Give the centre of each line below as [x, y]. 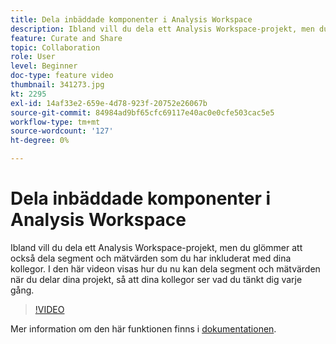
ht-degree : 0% [40, 141]
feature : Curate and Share [66, 38]
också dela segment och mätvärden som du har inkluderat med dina [151, 258]
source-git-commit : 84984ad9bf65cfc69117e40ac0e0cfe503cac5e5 [142, 112]
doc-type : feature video [62, 76]
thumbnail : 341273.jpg [57, 85]
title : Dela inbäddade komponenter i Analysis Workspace [131, 19]
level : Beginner [44, 66]
